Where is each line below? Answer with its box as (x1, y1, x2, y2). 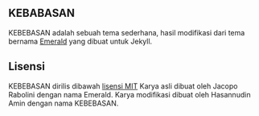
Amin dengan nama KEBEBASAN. (8, 98, 119, 108)
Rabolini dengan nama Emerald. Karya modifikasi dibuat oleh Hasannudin (8, 89, 251, 99)
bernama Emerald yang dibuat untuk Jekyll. (8, 36, 153, 46)
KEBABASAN (8, 6, 75, 20)
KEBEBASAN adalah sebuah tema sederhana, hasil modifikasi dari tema (8, 27, 245, 37)
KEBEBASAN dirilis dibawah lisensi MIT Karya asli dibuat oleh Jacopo (8, 81, 238, 91)
